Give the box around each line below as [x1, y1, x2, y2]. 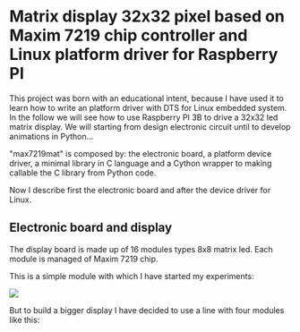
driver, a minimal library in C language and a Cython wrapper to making [9, 157, 272, 168]
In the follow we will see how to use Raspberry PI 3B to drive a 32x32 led [9, 112, 279, 123]
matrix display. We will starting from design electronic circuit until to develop [9, 121, 291, 132]
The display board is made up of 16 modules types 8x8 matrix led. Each [9, 243, 273, 254]
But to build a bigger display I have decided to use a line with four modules [9, 304, 285, 315]
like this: [9, 314, 40, 325]
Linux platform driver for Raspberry [9, 45, 279, 64]
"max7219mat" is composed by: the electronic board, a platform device [9, 148, 272, 158]
